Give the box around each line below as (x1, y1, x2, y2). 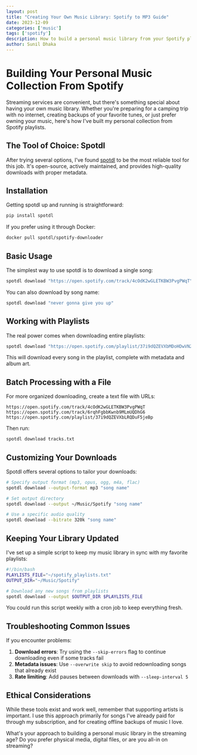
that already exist (14, 667, 57, 674)
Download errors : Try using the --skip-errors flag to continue (14, 648, 166, 656)
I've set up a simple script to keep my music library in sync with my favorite (6, 549, 188, 556)
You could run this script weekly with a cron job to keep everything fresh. (6, 604, 183, 612)
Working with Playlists (6, 316, 90, 326)
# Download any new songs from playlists (6, 588, 109, 594)
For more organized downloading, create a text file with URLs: (6, 393, 155, 400)
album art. (6, 360, 31, 368)
